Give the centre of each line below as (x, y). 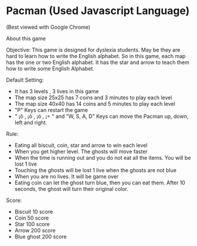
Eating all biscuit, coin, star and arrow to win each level (81, 145)
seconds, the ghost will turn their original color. (72, 188)
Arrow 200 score (35, 230)
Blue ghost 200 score (41, 237)
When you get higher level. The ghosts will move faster (81, 151)
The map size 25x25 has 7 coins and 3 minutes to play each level (93, 97)
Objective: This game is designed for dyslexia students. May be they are (93, 50)
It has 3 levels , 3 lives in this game (57, 91)
